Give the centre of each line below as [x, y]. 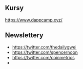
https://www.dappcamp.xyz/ [34, 20]
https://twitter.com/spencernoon [45, 52]
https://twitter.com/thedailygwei [44, 47]
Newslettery [24, 35]
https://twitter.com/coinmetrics [43, 57]
